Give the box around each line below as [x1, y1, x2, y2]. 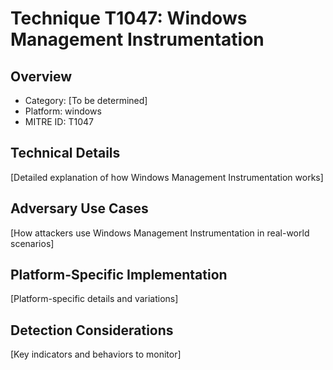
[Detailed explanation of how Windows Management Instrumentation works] [10, 171, 324, 183]
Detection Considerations [10, 322, 174, 339]
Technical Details [10, 145, 121, 162]
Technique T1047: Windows [10, 7, 248, 30]
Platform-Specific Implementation [10, 267, 228, 284]
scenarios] [10, 237, 55, 249]
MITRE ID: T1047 [24, 116, 94, 127]
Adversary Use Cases [10, 200, 149, 217]
